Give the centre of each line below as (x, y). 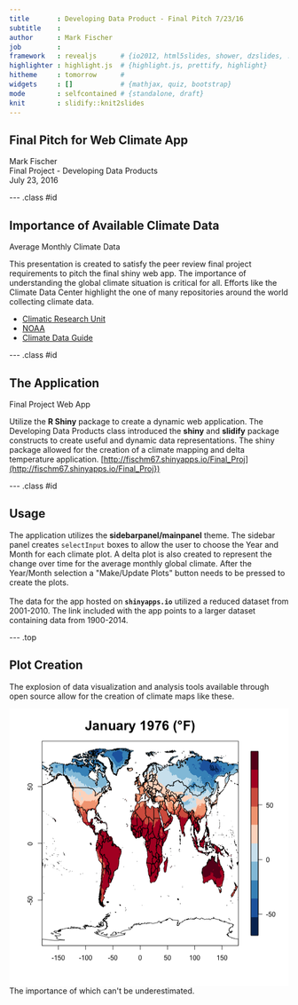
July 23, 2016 (34, 180)
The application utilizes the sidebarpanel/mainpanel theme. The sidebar (142, 535)
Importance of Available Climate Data (114, 225)
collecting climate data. (52, 302)
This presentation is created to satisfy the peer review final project (130, 264)
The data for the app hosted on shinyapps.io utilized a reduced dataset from (149, 601)
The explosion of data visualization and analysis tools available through (139, 686)
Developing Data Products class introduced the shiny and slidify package (144, 431)
